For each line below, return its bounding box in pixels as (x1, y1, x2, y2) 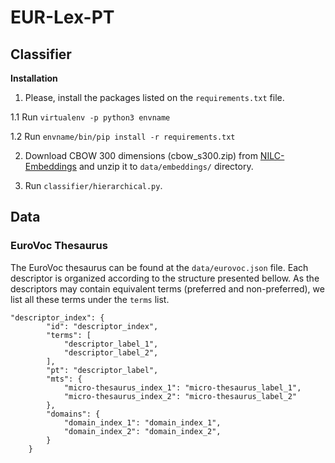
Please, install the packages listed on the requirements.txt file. (24, 92, 285, 103)
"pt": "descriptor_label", (46, 365, 159, 375)
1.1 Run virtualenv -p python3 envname (10, 111, 171, 123)
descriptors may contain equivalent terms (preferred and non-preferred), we (10, 282, 325, 295)
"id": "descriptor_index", (46, 321, 159, 331)
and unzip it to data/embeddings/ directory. (78, 161, 254, 172)
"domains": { (46, 409, 101, 419)
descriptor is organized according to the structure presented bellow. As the (10, 272, 320, 284)
